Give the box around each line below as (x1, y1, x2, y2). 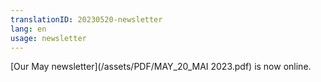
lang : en (10, 24, 47, 34)
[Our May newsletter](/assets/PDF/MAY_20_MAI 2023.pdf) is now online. (10, 61, 312, 73)
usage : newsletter (10, 33, 87, 43)
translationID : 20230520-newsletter (10, 14, 163, 25)
